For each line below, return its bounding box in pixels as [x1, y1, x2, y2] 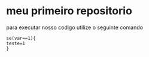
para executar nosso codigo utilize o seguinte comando [6, 24, 144, 31]
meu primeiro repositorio [6, 4, 133, 18]
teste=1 [6, 40, 26, 46]
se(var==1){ [6, 35, 36, 41]
